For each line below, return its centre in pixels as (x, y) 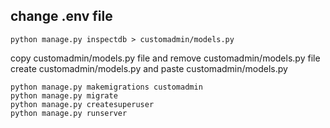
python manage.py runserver (69, 113)
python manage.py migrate (64, 95)
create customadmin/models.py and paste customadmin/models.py (149, 68)
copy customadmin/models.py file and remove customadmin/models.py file (165, 58)
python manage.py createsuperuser (82, 104)
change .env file (61, 16)
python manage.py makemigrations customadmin (106, 87)
